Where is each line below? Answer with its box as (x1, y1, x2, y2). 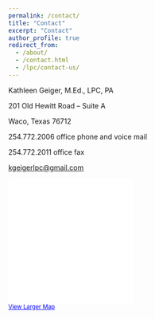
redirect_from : (8, 41, 59, 49)
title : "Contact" (8, 19, 66, 27)
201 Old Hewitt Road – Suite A (8, 100, 106, 110)
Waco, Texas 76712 (8, 116, 72, 126)
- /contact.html (15, 57, 69, 65)
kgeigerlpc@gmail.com (8, 163, 84, 172)
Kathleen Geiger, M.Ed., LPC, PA (8, 85, 114, 95)
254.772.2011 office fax (8, 147, 85, 156)
